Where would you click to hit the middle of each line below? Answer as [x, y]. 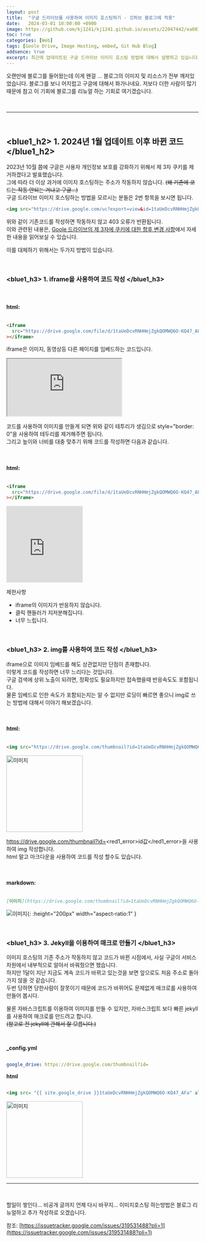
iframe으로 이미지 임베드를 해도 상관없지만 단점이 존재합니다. [79, 664]
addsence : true [26, 52]
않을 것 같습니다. [37, 981]
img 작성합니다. [36, 849]
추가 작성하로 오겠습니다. [57, 1212]
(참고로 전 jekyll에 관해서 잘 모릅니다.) [51, 1024]
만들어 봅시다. [23, 996]
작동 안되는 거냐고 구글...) [48, 190]
